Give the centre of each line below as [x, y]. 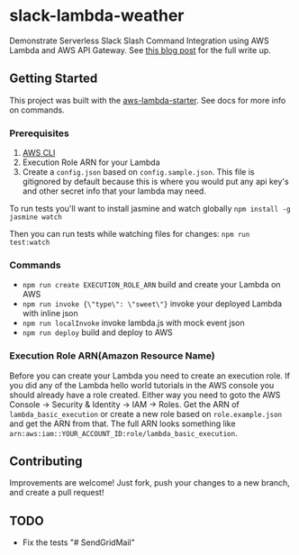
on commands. [37, 110]
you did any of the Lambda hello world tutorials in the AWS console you [142, 385]
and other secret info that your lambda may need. [114, 191]
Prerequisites [39, 133]
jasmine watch [36, 217]
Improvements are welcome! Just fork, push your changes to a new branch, [149, 483]
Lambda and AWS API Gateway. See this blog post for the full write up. [140, 50]
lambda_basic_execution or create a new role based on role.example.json [146, 414]
